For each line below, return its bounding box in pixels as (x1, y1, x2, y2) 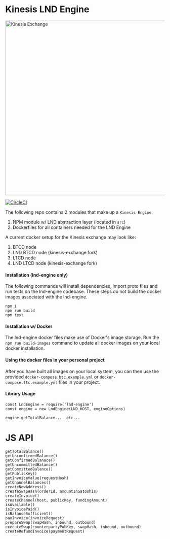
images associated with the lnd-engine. (5, 294, 88, 300)
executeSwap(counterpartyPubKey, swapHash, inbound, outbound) (5, 524, 142, 529)
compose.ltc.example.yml (5, 380, 58, 385)
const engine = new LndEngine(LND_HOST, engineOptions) (5, 406, 125, 412)
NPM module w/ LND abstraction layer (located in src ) (12, 219, 126, 225)
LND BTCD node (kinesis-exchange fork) (12, 249, 98, 255)
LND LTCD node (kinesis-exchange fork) (12, 260, 98, 266)
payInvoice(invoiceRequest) (5, 515, 65, 521)
